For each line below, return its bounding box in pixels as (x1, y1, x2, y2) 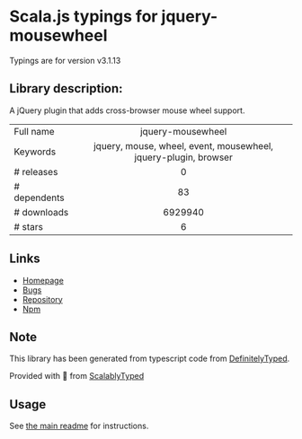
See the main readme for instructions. (9, 420, 149, 432)
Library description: (9, 81, 123, 96)
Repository (22, 294, 63, 304)
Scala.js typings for (9, 6, 158, 27)
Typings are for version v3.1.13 (9, 55, 121, 66)
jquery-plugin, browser (134, 151, 234, 163)
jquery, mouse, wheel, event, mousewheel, (93, 139, 274, 152)
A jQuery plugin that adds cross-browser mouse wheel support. (9, 105, 245, 116)
